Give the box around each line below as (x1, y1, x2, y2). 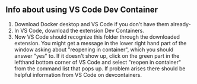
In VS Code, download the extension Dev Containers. (14, 27, 145, 34)
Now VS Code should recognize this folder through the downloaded (14, 33, 180, 41)
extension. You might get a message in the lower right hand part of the (14, 39, 187, 46)
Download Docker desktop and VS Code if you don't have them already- (14, 20, 191, 27)
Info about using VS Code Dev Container (5, 5, 158, 15)
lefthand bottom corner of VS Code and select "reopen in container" (14, 58, 182, 66)
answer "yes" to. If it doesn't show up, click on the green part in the (14, 52, 180, 59)
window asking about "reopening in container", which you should (14, 46, 174, 53)
